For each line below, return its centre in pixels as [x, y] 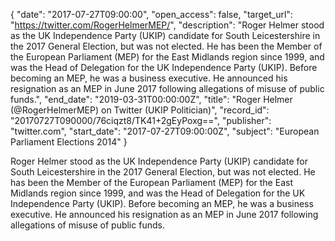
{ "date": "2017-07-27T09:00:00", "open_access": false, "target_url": [151, 14]
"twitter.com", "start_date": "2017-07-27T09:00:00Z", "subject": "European [165, 131]
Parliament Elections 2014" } [69, 142]
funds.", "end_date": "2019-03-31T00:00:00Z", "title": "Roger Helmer [151, 99]
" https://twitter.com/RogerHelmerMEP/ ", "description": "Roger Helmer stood [167, 25]
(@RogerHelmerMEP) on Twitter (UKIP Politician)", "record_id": [140, 110]
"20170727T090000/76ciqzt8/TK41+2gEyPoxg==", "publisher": [141, 120]
